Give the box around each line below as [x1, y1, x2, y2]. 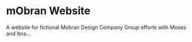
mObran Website [6, 4, 91, 18]
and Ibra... [6, 30, 31, 37]
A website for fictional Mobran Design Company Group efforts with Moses [6, 24, 187, 31]
